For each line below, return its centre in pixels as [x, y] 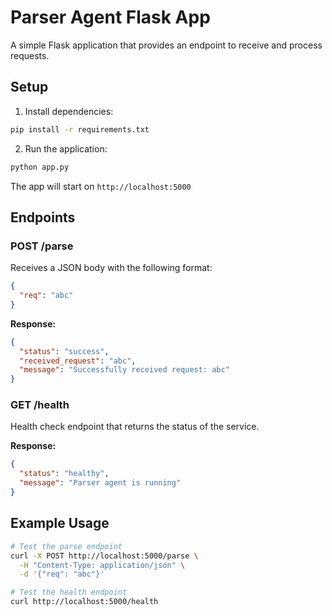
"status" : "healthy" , [64, 474]
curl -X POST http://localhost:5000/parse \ [104, 556]
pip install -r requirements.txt [80, 129]
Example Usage [60, 523]
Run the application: [66, 148]
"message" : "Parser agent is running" [100, 483]
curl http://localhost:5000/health [84, 602]
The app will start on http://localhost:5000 [101, 186]
